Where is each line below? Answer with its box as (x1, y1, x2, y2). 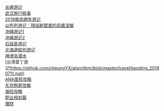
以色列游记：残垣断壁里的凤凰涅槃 (5, 22, 74, 28)
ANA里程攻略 (5, 76, 32, 82)
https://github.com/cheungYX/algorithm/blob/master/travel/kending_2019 (11, 65, 160, 71)
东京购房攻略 (5, 82, 31, 88)
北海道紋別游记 (5, 47, 35, 53)
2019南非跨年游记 (5, 17, 41, 22)
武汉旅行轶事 (5, 10, 31, 16)
